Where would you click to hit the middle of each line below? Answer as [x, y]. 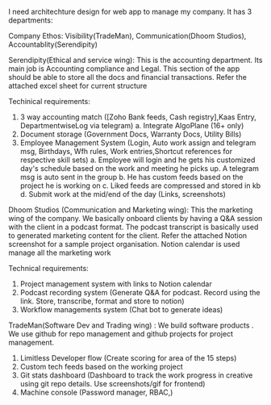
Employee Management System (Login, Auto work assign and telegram [138, 143]
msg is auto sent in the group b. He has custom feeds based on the [131, 177]
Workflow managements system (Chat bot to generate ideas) [121, 309]
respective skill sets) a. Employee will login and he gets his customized [138, 160]
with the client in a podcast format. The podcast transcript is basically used [133, 227]
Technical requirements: [48, 268]
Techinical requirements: [49, 101]
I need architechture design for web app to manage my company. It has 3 [130, 12]
